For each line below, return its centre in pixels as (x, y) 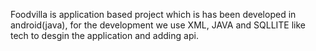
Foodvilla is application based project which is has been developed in (153, 14)
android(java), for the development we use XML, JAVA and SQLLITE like (158, 25)
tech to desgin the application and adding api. (104, 35)
